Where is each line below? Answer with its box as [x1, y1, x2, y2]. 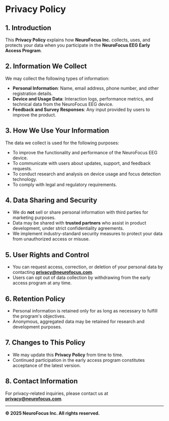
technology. [12, 176, 38, 182]
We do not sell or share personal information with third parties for [12, 209, 148, 216]
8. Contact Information [5, 377, 78, 385]
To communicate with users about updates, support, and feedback [12, 160, 151, 166]
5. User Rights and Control [5, 250, 90, 259]
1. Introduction [5, 24, 51, 32]
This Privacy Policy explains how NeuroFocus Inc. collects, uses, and [5, 37, 151, 43]
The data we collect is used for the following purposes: [5, 140, 119, 146]
